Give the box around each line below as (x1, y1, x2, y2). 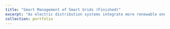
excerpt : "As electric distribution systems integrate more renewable (5, 12, 157, 17)
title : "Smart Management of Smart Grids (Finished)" (5, 7, 121, 12)
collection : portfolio (5, 16, 53, 21)
